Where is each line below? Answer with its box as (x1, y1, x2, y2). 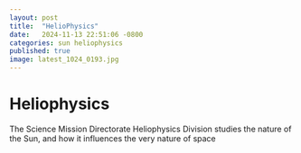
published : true (9, 47, 71, 56)
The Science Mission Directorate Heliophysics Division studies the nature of (9, 123, 292, 134)
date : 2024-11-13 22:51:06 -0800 (9, 30, 144, 39)
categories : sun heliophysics (9, 38, 124, 48)
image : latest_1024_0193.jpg (9, 55, 119, 64)
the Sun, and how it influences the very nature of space (9, 132, 217, 144)
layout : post (9, 13, 59, 22)
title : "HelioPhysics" (9, 22, 99, 31)
